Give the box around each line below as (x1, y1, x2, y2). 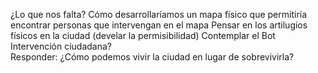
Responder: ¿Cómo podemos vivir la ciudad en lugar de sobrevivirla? (10, 51, 295, 63)
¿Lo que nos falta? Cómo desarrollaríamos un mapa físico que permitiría (10, 9, 308, 20)
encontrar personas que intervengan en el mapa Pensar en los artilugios (10, 19, 308, 31)
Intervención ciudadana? (10, 40, 112, 52)
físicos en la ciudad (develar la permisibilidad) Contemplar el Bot (10, 30, 276, 41)
